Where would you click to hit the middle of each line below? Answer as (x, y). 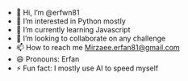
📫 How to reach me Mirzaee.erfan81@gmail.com (98, 47)
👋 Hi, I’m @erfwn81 (48, 13)
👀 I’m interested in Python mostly (71, 21)
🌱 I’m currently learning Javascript (73, 30)
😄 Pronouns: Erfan (48, 59)
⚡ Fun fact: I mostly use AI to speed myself (87, 68)
